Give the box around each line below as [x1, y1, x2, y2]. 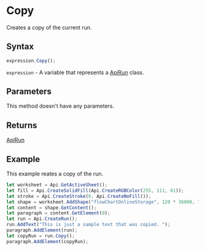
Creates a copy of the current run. [6, 24, 92, 31]
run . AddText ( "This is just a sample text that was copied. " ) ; [6, 222, 171, 228]
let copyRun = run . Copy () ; [6, 233, 75, 239]
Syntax [6, 41, 34, 52]
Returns [6, 120, 38, 130]
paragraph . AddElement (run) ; [6, 227, 78, 233]
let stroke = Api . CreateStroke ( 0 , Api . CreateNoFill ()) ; [6, 193, 151, 199]
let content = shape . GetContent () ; [6, 205, 97, 211]
